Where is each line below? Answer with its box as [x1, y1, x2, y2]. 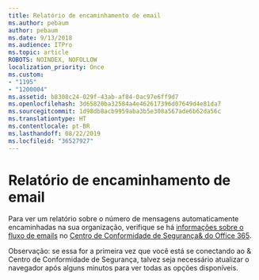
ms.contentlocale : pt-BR [8, 122, 90, 130]
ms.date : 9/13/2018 [8, 33, 73, 42]
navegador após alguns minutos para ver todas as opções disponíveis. [8, 263, 239, 273]
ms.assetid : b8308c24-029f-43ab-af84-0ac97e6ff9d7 [8, 93, 179, 101]
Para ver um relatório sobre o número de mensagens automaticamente [8, 214, 239, 224]
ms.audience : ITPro [8, 41, 73, 49]
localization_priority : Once [8, 63, 105, 71]
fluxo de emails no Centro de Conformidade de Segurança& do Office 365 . [8, 231, 252, 240]
